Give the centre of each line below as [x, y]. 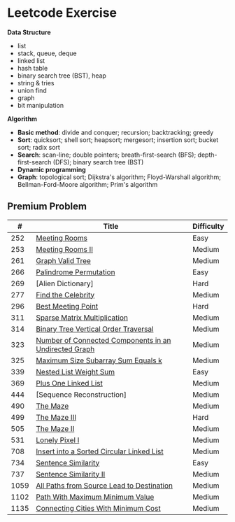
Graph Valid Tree [63, 260]
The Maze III [56, 417]
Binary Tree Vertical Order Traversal [95, 329]
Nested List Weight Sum [76, 372]
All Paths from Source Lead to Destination [105, 486]
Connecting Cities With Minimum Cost [98, 508]
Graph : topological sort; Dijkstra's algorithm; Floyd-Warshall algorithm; [119, 177]
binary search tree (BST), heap [62, 76]
